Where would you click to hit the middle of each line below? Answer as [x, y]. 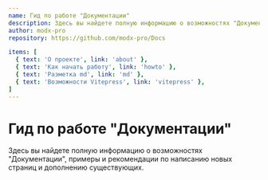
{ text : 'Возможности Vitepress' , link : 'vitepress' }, [110, 82]
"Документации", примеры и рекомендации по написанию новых [120, 159]
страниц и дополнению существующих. [76, 167]
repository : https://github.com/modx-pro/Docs [87, 38]
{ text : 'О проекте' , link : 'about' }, [82, 60]
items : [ [23, 53]
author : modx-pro [37, 30]
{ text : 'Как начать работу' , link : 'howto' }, [96, 67]
